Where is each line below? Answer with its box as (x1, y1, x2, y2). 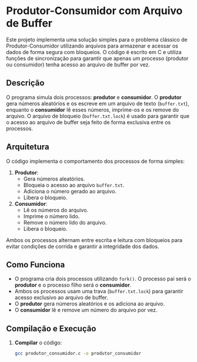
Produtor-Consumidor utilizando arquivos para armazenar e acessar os (6, 42, 178, 49)
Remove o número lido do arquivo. (23, 219, 107, 226)
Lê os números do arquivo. (23, 206, 89, 213)
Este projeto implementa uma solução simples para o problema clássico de (6, 36, 188, 43)
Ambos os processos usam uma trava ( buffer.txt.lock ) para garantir (14, 288, 183, 295)
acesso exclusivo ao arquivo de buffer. (14, 294, 109, 301)
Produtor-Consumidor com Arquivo (6, 4, 183, 18)
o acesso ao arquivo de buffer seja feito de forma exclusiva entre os (6, 119, 171, 126)
